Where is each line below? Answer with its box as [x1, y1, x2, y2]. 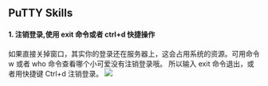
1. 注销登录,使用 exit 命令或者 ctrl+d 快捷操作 [8, 29, 156, 39]
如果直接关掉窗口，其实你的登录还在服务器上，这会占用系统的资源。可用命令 [8, 49, 260, 58]
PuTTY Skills [8, 6, 73, 20]
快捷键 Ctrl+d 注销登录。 [22, 68, 104, 78]
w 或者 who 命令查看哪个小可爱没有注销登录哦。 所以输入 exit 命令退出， [8, 59, 247, 68]
